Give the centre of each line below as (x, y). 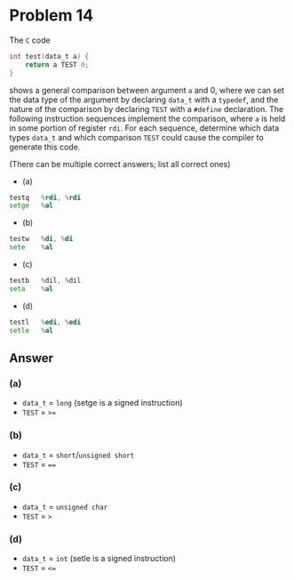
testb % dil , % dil (45, 281)
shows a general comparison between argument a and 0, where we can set (147, 90)
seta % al (31, 289)
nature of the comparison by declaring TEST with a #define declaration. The (147, 109)
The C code (30, 40)
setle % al (31, 330)
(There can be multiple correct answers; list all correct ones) (120, 164)
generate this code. (45, 147)
